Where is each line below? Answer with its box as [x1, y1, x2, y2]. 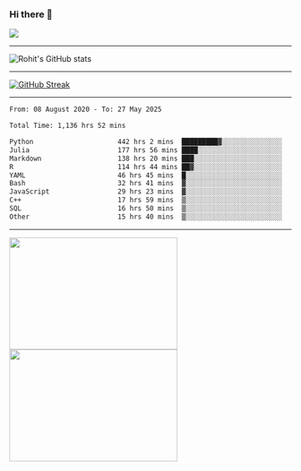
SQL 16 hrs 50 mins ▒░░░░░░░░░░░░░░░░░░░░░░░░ [9, 204, 282, 213]
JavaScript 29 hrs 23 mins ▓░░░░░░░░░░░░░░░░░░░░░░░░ [9, 187, 282, 196]
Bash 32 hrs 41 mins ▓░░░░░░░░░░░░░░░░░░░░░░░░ [9, 179, 282, 188]
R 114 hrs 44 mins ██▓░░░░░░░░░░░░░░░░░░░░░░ [9, 162, 282, 171]
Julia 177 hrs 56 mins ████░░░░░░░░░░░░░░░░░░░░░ [9, 145, 282, 155]
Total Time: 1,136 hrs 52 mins [9, 121, 126, 131]
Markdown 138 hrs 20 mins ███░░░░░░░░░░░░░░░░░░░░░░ [9, 154, 282, 163]
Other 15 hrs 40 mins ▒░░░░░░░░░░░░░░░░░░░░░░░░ [9, 212, 282, 221]
